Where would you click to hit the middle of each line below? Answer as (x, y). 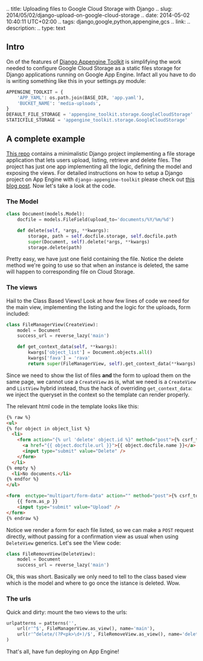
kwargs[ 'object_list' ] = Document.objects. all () (90, 353)
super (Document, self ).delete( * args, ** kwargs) (89, 242)
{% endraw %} (23, 518)
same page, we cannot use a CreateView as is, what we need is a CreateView (101, 381)
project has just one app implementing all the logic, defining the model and (99, 166)
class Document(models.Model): (46, 214)
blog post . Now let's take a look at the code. (61, 186)
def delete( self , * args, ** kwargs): (63, 230)
